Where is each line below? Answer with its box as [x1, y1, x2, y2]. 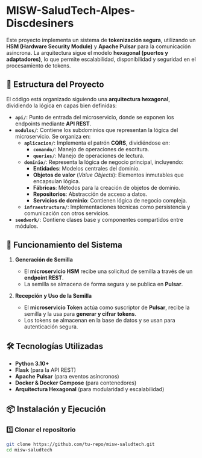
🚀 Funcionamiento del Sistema [6, 240, 122, 250]
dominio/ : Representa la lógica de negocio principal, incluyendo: [24, 158, 184, 166]
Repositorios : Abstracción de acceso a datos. [33, 190, 148, 198]
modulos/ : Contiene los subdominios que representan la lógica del [14, 126, 178, 133]
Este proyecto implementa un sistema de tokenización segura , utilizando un [6, 36, 196, 43]
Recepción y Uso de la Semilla [14, 292, 92, 299]
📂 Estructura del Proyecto [6, 80, 104, 90]
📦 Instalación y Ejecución [6, 404, 106, 414]
